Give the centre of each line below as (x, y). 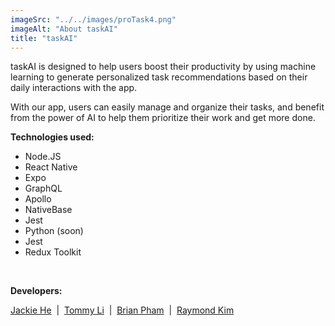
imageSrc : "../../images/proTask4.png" (93, 19)
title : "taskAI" (44, 38)
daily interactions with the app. (74, 88)
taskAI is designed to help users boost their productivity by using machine (163, 67)
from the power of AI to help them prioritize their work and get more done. (163, 118)
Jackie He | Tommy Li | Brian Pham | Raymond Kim (122, 310)
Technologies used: (52, 137)
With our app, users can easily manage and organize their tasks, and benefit (167, 107)
